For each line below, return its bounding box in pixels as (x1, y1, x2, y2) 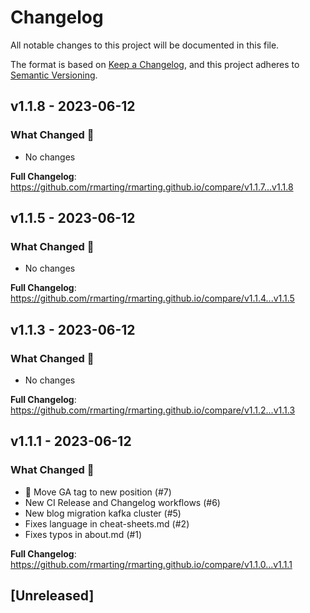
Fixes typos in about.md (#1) (24, 528, 143, 540)
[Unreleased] (10, 587, 95, 605)
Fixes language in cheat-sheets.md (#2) (24, 517, 190, 530)
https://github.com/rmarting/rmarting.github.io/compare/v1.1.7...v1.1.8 (10, 181, 294, 193)
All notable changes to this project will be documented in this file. (10, 39, 280, 51)
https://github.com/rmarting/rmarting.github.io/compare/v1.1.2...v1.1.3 (10, 404, 296, 416)
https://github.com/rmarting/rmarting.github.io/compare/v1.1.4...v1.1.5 (10, 292, 295, 305)
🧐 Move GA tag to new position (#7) (24, 486, 172, 498)
